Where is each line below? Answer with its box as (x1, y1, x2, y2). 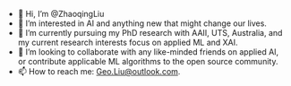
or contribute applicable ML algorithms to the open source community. (17, 56, 278, 66)
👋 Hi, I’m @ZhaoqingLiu (17, 9, 105, 19)
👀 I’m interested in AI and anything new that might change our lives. (17, 18, 267, 29)
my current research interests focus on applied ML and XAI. (17, 37, 239, 47)
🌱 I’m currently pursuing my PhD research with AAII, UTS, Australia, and (17, 28, 283, 38)
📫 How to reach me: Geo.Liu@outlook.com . (17, 66, 181, 76)
